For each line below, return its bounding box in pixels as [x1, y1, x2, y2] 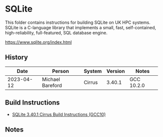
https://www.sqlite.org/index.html [5, 39, 72, 45]
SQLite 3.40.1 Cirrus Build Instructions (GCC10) [12, 111, 106, 117]
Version [106, 68, 125, 74]
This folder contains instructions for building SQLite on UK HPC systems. [5, 19, 150, 25]
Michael [42, 76, 61, 83]
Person [52, 68, 69, 74]
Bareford [42, 82, 62, 88]
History [5, 53, 28, 62]
